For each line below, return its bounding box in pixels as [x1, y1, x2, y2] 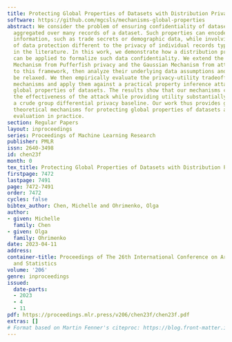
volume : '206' [7, 266, 48, 273]
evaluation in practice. [13, 112, 85, 119]
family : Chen [13, 221, 51, 228]
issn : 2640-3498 [7, 145, 54, 152]
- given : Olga [7, 228, 48, 235]
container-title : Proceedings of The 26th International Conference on [7, 254, 217, 261]
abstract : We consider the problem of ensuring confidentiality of [7, 23, 206, 30]
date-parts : [13, 285, 48, 293]
